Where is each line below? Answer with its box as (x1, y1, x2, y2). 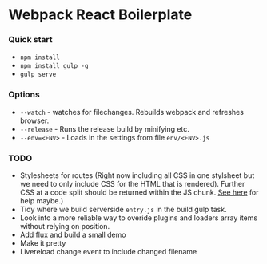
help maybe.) (19, 196, 64, 206)
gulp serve (19, 70, 57, 79)
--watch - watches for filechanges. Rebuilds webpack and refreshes (19, 107, 244, 116)
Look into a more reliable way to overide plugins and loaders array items (19, 213, 258, 223)
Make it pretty (19, 238, 66, 248)
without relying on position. (19, 222, 110, 231)
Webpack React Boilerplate (8, 6, 193, 24)
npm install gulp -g (19, 62, 89, 70)
